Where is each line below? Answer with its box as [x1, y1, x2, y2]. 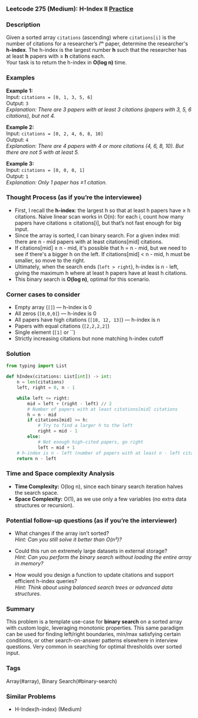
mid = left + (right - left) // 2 [27, 401, 112, 406]
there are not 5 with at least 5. [6, 148, 80, 155]
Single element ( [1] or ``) [14, 329, 75, 336]
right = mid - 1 [37, 428, 78, 434]
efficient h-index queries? [14, 578, 78, 584]
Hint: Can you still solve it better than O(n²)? [14, 536, 122, 543]
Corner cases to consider [6, 290, 81, 299]
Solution [6, 350, 31, 358]
